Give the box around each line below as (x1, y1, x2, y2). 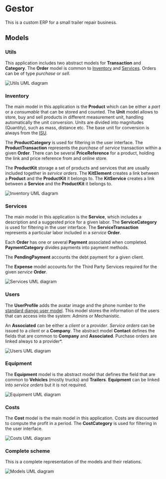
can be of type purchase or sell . (5, 70, 70, 76)
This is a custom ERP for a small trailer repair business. (5, 19, 117, 25)
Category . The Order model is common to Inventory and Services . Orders (5, 65, 156, 71)
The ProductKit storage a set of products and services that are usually (5, 164, 150, 171)
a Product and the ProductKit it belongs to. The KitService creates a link (5, 175, 155, 181)
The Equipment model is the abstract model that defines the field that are (5, 371, 156, 377)
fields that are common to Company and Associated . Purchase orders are (5, 333, 157, 339)
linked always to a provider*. (5, 338, 63, 344)
